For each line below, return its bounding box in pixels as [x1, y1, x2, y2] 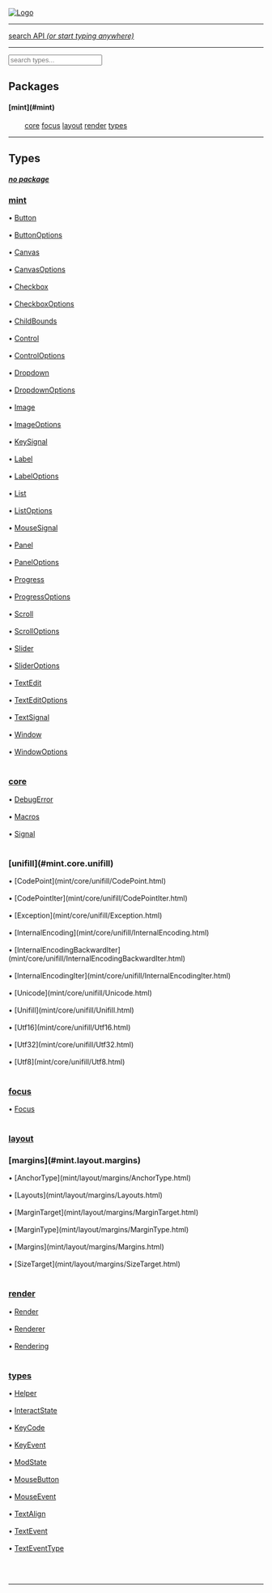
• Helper [8, 1389, 37, 1398]
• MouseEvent [8, 1492, 57, 1501]
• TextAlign [8, 1509, 46, 1519]
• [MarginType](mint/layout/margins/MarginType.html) [8, 1225, 189, 1235]
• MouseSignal [8, 523, 58, 533]
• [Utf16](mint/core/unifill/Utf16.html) [8, 1022, 131, 1032]
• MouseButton [8, 1475, 59, 1484]
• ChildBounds [8, 316, 57, 326]
